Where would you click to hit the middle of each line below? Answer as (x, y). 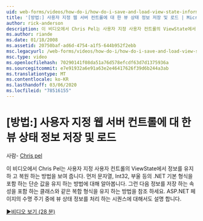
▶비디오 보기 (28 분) (31, 211)
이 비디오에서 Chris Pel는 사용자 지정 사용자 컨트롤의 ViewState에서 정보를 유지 (100, 168)
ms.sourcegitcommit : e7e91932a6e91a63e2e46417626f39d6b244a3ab (88, 68)
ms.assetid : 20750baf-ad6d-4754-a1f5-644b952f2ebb (71, 46)
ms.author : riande (29, 35)
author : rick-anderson (35, 23)
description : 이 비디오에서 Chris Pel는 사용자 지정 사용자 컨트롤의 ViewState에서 (101, 29)
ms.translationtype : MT (36, 74)
